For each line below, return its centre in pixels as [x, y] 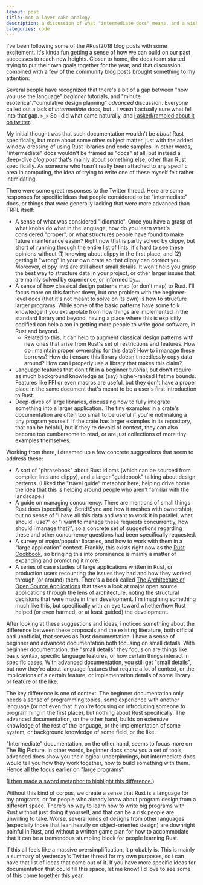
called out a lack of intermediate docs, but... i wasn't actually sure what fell [99, 109]
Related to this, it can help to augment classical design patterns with [109, 337]
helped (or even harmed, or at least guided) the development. [92, 612]
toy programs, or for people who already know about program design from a [101, 800]
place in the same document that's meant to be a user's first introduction [106, 389]
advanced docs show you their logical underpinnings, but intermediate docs [101, 757]
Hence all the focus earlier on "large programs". [66, 769]
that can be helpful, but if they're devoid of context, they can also [96, 428]
